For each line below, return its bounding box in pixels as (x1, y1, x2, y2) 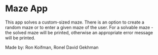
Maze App (5, 3, 48, 14)
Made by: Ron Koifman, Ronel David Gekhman (5, 44, 99, 50)
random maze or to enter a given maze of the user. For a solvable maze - (5, 24, 154, 30)
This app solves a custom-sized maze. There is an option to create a (5, 19, 145, 25)
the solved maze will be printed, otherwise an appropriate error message (5, 29, 153, 35)
